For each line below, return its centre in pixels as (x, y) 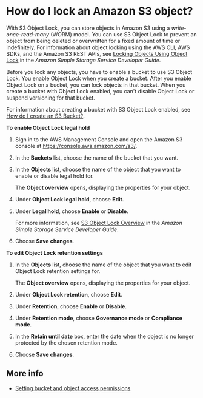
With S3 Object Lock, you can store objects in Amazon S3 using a (88, 28)
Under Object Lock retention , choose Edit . (68, 294)
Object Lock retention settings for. (58, 271)
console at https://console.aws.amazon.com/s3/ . (76, 146)
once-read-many (28, 34)
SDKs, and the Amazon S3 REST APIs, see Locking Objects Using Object (97, 53)
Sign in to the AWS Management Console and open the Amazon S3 (99, 139)
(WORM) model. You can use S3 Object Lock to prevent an (124, 34)
